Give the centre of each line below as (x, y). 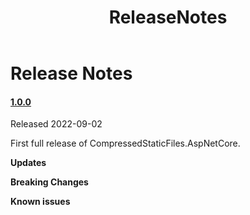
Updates (28, 163)
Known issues (40, 202)
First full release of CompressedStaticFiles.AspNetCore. (125, 143)
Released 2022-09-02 (56, 124)
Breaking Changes (49, 182)
